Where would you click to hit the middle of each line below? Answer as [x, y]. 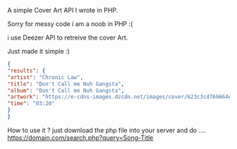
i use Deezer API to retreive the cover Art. [68, 37]
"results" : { [26, 71]
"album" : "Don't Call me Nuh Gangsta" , [66, 90]
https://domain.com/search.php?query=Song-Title [80, 138]
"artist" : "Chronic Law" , [45, 77]
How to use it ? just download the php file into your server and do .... [107, 130]
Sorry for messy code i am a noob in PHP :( [70, 24]
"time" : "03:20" [31, 104]
